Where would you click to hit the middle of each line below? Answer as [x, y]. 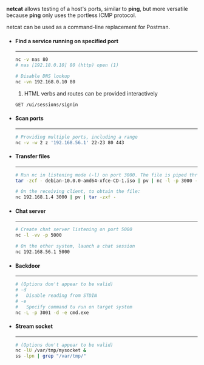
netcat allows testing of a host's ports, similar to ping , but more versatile [97, 9]
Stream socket [34, 326]
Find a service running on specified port [66, 41]
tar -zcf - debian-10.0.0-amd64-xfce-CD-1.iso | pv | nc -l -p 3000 [104, 181]
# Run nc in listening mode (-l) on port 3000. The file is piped [101, 175]
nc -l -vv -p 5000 [38, 235]
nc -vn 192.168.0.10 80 [45, 82]
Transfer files [32, 156]
